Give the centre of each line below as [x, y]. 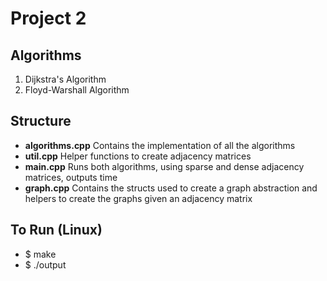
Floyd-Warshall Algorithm [77, 90]
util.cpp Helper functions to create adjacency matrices [138, 156]
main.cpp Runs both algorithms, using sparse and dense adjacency [164, 166]
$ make [40, 254]
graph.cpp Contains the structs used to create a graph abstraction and [171, 188]
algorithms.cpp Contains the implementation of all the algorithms [160, 145]
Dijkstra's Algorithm [65, 79]
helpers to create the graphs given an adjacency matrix [138, 198]
